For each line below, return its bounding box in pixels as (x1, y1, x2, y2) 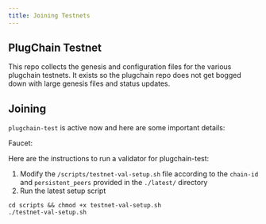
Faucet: (8, 138, 33, 148)
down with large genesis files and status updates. (8, 79, 171, 88)
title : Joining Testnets (8, 11, 91, 20)
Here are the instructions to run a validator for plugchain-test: (8, 154, 210, 164)
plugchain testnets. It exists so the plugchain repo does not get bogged (8, 71, 242, 80)
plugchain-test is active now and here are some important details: (8, 123, 226, 133)
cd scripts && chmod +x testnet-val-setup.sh (8, 202, 161, 210)
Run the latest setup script (19, 186, 106, 195)
